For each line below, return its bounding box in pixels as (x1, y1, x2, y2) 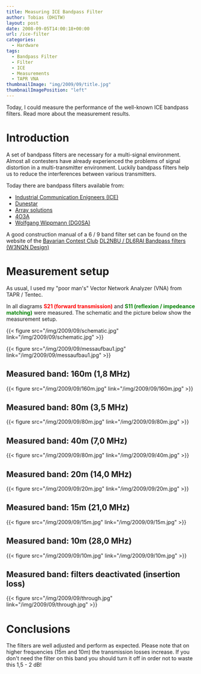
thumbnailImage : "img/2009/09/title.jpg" (6, 82, 112, 88)
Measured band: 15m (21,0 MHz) (6, 502, 130, 513)
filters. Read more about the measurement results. (6, 110, 131, 117)
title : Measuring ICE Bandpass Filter (6, 8, 103, 15)
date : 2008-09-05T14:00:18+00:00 (6, 25, 90, 32)
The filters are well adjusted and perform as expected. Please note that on (6, 642, 190, 649)
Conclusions (6, 622, 71, 635)
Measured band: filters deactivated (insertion (6, 569, 181, 580)
